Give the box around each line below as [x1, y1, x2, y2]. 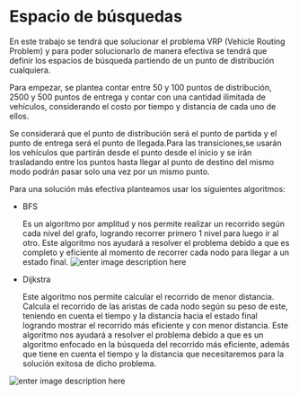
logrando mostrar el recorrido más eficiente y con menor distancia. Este [22, 320, 289, 330]
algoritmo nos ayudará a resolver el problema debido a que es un [22, 329, 264, 340]
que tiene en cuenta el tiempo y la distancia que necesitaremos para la [22, 348, 285, 359]
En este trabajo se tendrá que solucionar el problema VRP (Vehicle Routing [9, 36, 286, 47]
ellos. [9, 110, 30, 121]
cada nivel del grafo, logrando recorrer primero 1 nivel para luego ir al [22, 227, 279, 239]
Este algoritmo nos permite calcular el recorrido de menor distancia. [22, 291, 275, 302]
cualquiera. [9, 65, 51, 75]
